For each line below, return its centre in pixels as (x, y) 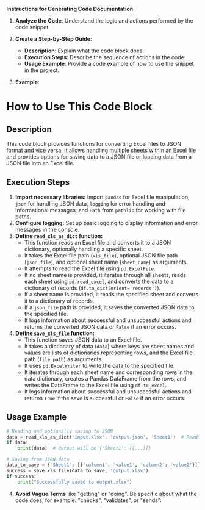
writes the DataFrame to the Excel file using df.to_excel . (95, 385)
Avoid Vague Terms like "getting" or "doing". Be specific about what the (106, 494)
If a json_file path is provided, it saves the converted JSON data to (109, 307)
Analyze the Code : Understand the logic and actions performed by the (104, 20)
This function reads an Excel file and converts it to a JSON (98, 242)
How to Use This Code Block (79, 107)
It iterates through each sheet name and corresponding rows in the (108, 372)
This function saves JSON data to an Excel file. (83, 339)
